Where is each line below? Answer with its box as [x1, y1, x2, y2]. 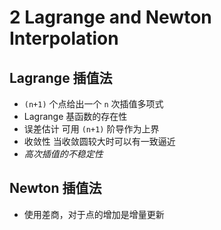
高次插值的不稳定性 [23, 148, 104, 160]
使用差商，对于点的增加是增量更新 [23, 208, 165, 220]
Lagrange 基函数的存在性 [23, 111, 128, 122]
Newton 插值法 [9, 180, 102, 197]
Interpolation [9, 27, 119, 50]
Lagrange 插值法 [9, 69, 113, 86]
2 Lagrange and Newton [9, 6, 212, 29]
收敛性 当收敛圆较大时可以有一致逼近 [23, 136, 176, 147]
